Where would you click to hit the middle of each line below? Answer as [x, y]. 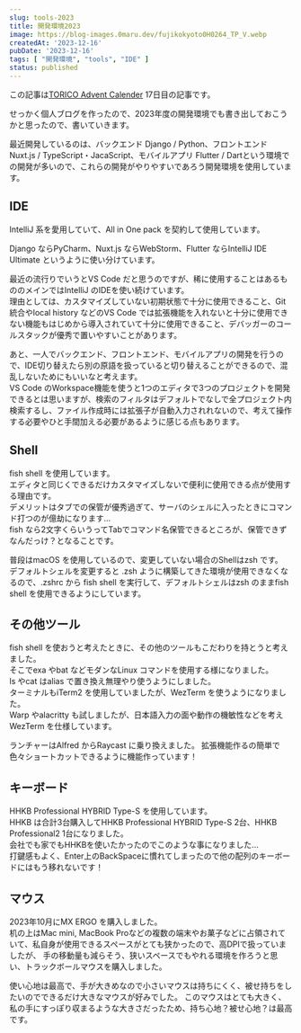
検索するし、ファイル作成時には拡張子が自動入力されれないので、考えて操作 [150, 410]
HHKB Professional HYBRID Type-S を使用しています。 [111, 811]
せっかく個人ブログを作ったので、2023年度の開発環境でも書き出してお [141, 113]
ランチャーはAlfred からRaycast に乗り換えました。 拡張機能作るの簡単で [145, 745]
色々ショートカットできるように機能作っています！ [104, 757]
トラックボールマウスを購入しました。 [96, 966]
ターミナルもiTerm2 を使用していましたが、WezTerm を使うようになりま [144, 692]
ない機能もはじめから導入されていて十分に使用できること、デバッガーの [143, 324]
